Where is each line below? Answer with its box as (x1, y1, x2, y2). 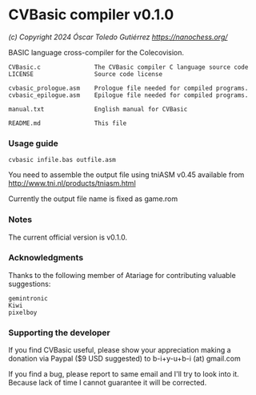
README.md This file (8, 119, 127, 127)
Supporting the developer (8, 327, 110, 338)
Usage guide (8, 138, 58, 149)
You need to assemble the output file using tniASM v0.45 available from (8, 170, 245, 179)
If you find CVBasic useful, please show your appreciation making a (8, 345, 231, 355)
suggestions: (8, 279, 51, 288)
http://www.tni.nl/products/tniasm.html (8, 179, 136, 188)
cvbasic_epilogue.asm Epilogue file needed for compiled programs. (8, 91, 249, 99)
